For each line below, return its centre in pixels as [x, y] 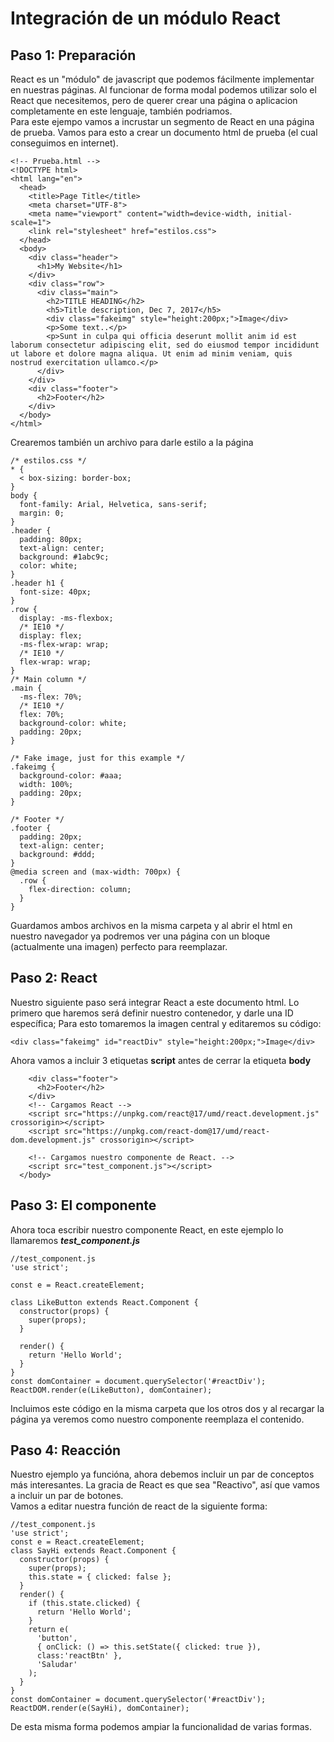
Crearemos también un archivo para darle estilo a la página [132, 442]
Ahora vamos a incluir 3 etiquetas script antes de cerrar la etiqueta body [161, 1060]
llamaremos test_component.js [75, 1240]
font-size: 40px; [55, 592]
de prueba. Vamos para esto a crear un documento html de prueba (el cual [164, 132]
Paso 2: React [54, 978]
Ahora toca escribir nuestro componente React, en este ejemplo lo [147, 1229]
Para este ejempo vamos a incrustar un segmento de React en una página [162, 121]
